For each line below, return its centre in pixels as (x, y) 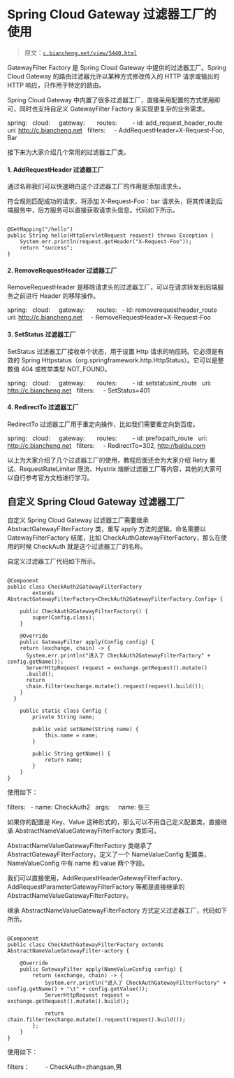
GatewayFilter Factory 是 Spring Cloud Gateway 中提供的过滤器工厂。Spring (117, 67)
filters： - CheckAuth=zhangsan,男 (65, 1067)
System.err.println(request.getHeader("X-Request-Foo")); (106, 242)
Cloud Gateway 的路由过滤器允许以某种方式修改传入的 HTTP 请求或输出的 (114, 76)
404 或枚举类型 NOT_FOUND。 (66, 369)
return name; (63, 760)
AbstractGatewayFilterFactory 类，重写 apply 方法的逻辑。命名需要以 (107, 528)
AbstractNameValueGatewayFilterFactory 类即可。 (88, 831)
